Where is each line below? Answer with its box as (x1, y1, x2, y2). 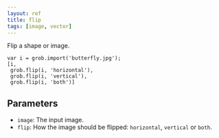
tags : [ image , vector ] (7, 23, 72, 30)
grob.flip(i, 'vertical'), (10, 73, 88, 80)
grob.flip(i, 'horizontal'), (10, 67, 94, 74)
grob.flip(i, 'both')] (10, 79, 76, 86)
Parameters (7, 97, 58, 109)
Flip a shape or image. (7, 42, 70, 50)
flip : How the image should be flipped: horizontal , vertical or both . (16, 123, 213, 131)
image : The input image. (16, 116, 84, 124)
